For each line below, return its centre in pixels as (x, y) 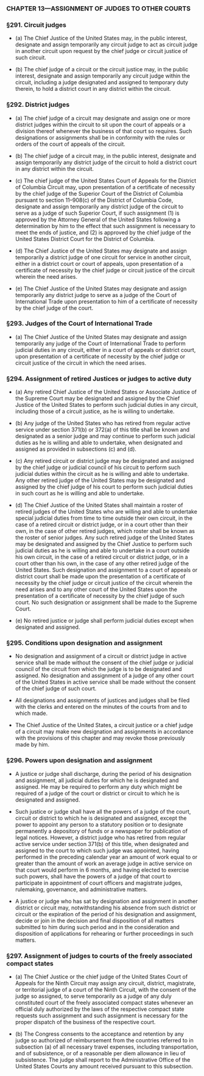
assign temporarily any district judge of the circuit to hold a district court (106, 162)
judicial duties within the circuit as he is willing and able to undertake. (102, 474)
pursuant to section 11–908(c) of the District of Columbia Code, (94, 200)
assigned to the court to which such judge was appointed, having (97, 850)
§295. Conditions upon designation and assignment (84, 643)
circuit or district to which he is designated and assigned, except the (101, 818)
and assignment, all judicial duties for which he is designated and (97, 780)
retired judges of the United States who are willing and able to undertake (106, 512)
